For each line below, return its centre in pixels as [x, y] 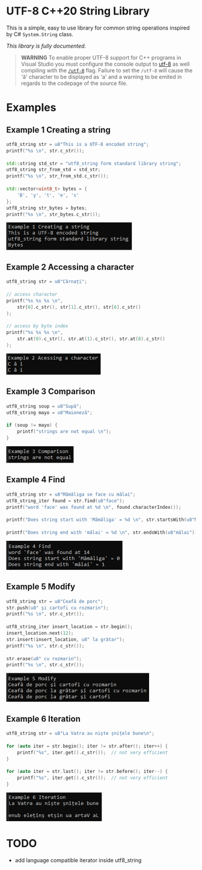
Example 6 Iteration [44, 719]
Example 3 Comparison [51, 392]
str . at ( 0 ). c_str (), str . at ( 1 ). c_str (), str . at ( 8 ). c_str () [91, 339]
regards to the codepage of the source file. [74, 83]
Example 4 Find [36, 480]
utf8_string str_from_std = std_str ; [54, 170]
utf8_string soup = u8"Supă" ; [44, 406]
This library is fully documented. [46, 46]
